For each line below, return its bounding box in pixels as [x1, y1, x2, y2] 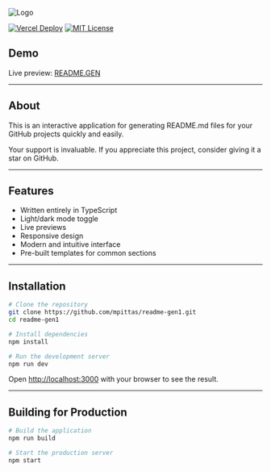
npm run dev [8, 360, 48, 368]
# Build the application [8, 427, 92, 435]
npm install [8, 337, 48, 346]
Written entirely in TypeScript [19, 206, 118, 215]
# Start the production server [8, 449, 114, 457]
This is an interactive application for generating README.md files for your [8, 120, 253, 130]
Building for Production [8, 405, 127, 419]
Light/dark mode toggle [19, 214, 99, 223]
